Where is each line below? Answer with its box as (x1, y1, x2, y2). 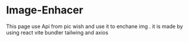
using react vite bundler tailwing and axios (6, 29, 109, 36)
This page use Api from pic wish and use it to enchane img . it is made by (6, 23, 183, 30)
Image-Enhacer (6, 3, 83, 17)
